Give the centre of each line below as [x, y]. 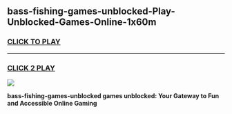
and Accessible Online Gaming [52, 103]
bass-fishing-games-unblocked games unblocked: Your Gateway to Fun [113, 95]
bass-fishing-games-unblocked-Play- [91, 11]
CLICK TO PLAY [34, 42]
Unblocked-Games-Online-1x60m [82, 22]
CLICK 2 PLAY [31, 68]
